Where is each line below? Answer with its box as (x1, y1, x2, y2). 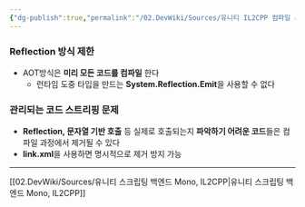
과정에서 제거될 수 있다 (39, 137, 121, 148)
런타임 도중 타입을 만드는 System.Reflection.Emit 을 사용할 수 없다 (35, 78, 275, 89)
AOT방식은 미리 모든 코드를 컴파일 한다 (22, 67, 160, 78)
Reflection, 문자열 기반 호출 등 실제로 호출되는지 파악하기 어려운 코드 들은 (22, 126, 281, 137)
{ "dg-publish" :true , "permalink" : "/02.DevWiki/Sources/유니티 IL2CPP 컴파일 (9, 13, 291, 23)
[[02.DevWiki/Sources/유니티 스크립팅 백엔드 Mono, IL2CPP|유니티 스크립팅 (9, 176, 284, 187)
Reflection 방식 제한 (9, 44, 95, 57)
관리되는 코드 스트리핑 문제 (9, 103, 120, 116)
